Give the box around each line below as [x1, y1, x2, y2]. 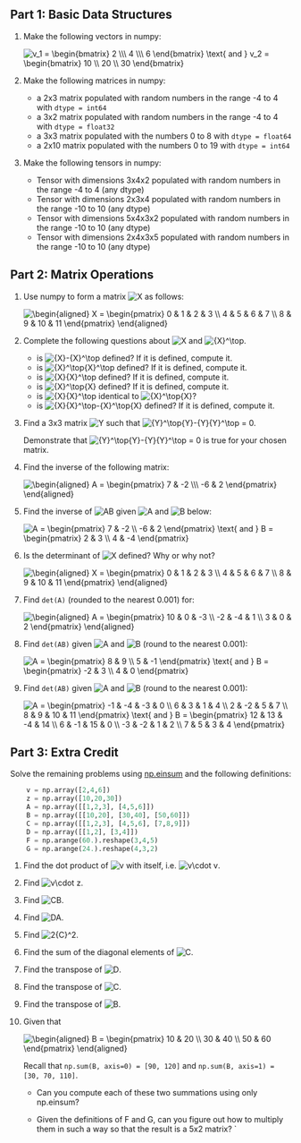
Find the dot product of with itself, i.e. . [22, 860, 222, 871]
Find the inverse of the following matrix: [22, 461, 170, 473]
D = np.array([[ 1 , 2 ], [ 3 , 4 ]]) [26, 827, 139, 836]
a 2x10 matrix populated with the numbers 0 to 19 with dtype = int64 [36, 140, 290, 150]
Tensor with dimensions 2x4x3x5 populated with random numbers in [36, 232, 289, 243]
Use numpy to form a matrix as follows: [22, 291, 184, 302]
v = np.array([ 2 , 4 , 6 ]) [26, 786, 111, 795]
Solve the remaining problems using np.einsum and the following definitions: [10, 769, 292, 780]
